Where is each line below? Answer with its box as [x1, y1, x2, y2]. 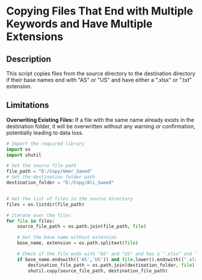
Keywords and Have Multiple [6, 17, 153, 31]
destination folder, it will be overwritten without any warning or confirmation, [6, 122, 195, 130]
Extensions [6, 30, 64, 43]
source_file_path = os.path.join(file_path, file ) [17, 223, 147, 230]
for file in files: [6, 218, 55, 224]
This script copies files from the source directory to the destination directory [6, 70, 195, 77]
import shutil [6, 152, 42, 158]
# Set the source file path [6, 163, 77, 169]
